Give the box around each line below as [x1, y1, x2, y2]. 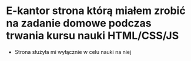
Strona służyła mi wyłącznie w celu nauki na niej [14, 48, 132, 55]
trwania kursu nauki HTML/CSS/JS [6, 29, 179, 42]
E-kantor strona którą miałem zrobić [6, 4, 186, 18]
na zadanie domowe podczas [6, 16, 152, 30]
